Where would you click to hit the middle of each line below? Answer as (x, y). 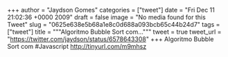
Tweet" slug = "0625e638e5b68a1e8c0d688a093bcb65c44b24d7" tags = (114, 24)
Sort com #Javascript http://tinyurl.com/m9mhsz (77, 46)
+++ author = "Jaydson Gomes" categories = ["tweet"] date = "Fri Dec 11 (111, 10)
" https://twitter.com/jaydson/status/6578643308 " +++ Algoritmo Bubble (111, 39)
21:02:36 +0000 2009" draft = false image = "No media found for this (106, 17)
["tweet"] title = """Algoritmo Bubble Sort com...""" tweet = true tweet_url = (114, 32)
